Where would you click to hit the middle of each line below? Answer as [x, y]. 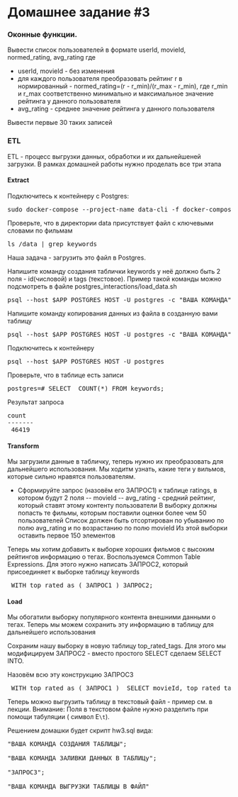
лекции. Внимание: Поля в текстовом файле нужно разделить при [108, 709]
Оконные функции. [42, 35]
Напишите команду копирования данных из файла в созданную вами [113, 313]
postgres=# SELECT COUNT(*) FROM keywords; [86, 388]
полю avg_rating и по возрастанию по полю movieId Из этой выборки [123, 528]
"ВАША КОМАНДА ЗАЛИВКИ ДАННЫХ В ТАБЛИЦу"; [82, 758]
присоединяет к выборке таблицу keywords [74, 572]
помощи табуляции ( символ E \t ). [58, 717]
